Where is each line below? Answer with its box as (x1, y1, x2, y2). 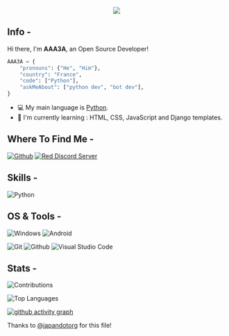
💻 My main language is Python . (17, 103, 109, 112)
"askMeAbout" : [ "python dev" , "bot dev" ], (19, 84, 144, 91)
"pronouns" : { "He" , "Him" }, (19, 65, 101, 72)
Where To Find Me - (7, 133, 94, 145)
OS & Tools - (7, 210, 62, 222)
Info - (7, 26, 31, 38)
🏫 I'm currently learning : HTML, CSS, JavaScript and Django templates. (17, 113, 223, 121)
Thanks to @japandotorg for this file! (7, 321, 112, 330)
